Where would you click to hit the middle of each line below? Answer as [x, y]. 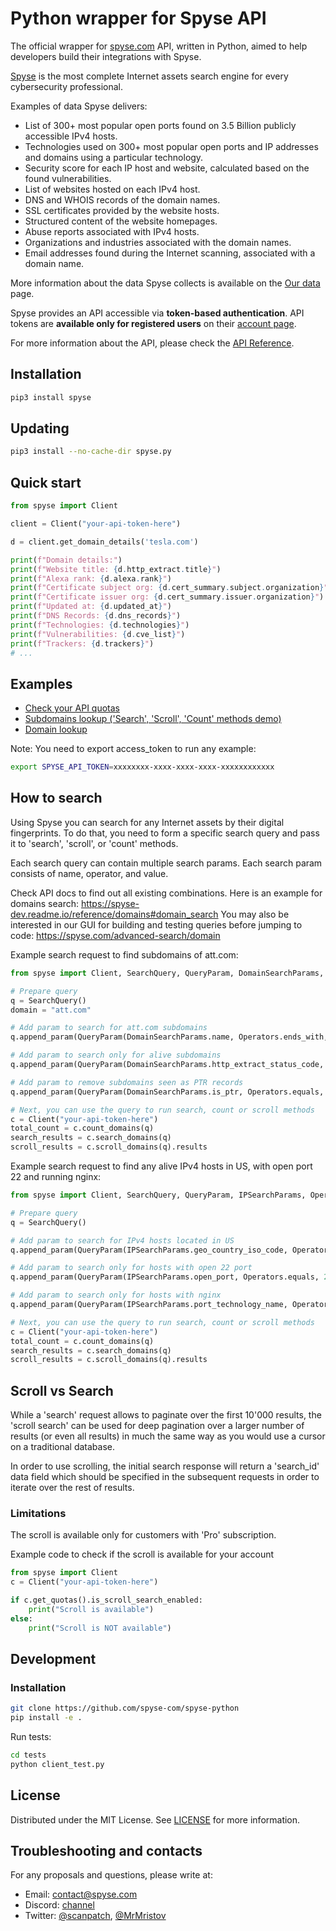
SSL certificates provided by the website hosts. [122, 210]
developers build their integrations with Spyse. [106, 56]
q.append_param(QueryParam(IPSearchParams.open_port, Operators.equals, [165, 1277]
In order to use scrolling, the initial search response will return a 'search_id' [165, 1466]
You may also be [255, 914]
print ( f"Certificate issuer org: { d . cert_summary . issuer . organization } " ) [167, 597]
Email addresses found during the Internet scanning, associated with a [170, 253]
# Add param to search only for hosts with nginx [116, 1295]
